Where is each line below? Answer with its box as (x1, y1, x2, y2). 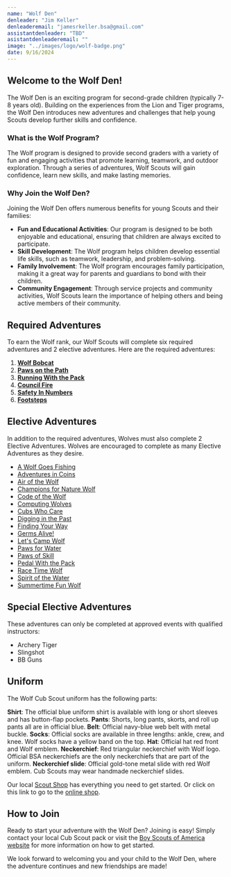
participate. (17, 240, 51, 248)
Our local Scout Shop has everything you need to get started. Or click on (7, 780, 215, 789)
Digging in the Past (17, 514, 71, 522)
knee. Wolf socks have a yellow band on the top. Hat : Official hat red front (7, 737, 219, 745)
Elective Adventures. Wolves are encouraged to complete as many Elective (7, 442, 221, 450)
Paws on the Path (17, 366, 69, 375)
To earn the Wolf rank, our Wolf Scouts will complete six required (7, 338, 193, 346)
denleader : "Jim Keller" (7, 17, 79, 24)
